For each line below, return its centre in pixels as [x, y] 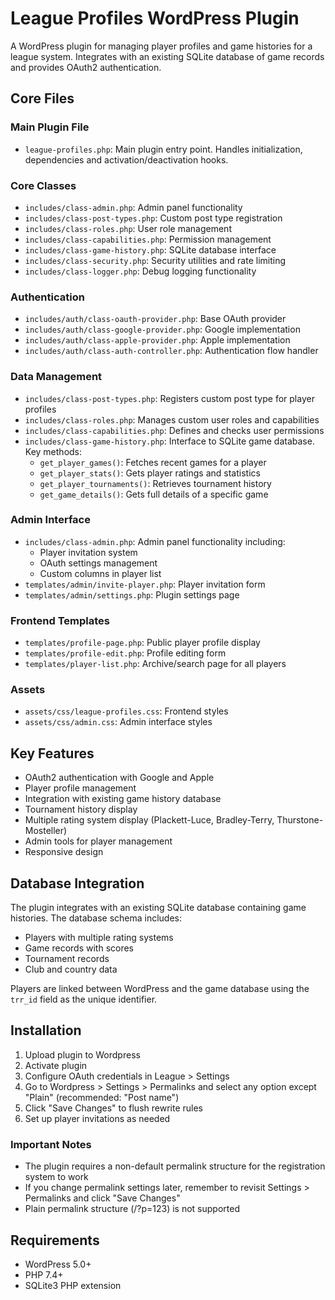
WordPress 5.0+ [58, 1264]
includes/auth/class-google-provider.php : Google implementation [162, 329]
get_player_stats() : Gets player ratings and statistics [150, 473]
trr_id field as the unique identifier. [84, 999]
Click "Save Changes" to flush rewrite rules [113, 1108]
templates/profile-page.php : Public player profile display [142, 643]
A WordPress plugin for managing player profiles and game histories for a [161, 46]
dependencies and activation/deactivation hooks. [126, 159]
